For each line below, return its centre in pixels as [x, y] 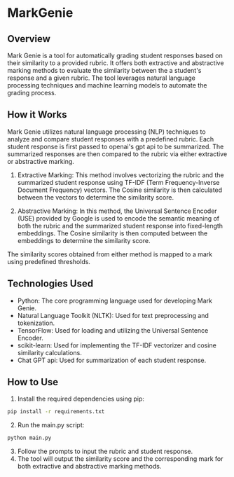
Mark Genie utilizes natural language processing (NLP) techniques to [106, 132]
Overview [29, 39]
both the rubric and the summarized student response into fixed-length [120, 226]
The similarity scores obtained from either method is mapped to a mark [110, 254]
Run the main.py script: [51, 425]
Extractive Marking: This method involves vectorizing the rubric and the [121, 175]
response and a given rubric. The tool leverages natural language [102, 78]
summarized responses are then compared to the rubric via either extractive [117, 154]
